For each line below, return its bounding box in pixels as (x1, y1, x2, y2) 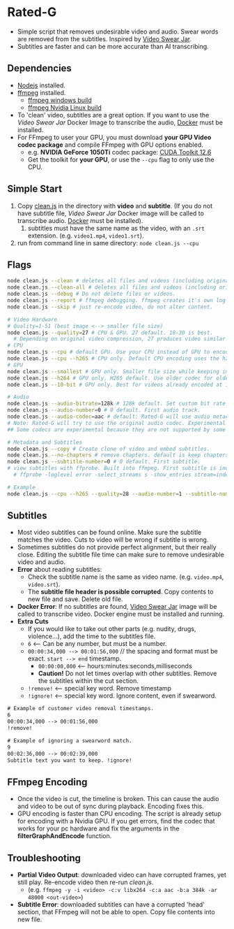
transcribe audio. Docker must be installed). (17, 216, 143, 224)
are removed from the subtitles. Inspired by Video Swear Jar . (17, 34, 192, 43)
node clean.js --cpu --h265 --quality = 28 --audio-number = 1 (7, 490, 182, 497)
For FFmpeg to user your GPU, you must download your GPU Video (17, 133, 212, 141)
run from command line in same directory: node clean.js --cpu (17, 238, 199, 247)
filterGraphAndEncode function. (17, 832, 112, 840)
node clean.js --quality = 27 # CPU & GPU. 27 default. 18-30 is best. (7, 329, 214, 336)
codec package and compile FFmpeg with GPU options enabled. (17, 141, 203, 149)
